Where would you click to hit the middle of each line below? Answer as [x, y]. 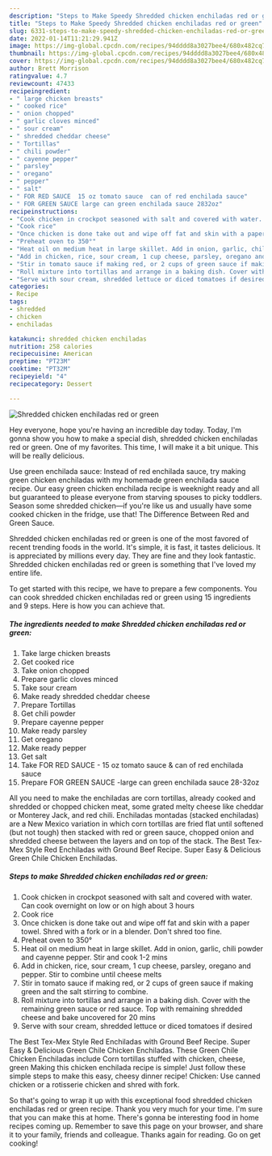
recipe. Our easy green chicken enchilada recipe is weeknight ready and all [134, 488]
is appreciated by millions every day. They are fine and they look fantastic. [133, 556]
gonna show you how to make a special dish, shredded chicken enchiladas [134, 438]
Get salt [34, 756]
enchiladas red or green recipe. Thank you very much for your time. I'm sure [136, 1108]
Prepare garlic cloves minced [69, 679]
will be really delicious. [47, 455]
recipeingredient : [40, 91]
